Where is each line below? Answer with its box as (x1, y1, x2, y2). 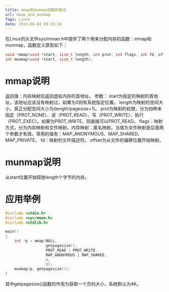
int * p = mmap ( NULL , (14, 239, 57, 244)
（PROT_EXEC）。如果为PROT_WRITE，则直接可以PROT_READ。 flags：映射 (5, 118, 163, 124)
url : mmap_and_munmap (5, 12, 51, 17)
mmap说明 (5, 76, 50, 87)
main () (5, 229, 19, 234)
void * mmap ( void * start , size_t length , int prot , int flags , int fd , (5, 52, 156, 57)
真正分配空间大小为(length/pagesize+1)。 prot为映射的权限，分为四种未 (14, 105, 162, 111)
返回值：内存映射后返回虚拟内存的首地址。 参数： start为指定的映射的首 (5, 93, 154, 99)
